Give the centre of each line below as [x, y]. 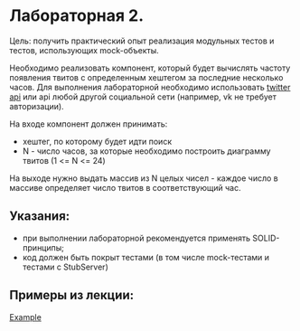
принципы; [43, 247]
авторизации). [37, 106]
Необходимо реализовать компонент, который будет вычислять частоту [150, 68]
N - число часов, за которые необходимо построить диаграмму [146, 151]
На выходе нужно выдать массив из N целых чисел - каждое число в [144, 178]
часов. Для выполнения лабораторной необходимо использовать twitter [150, 87]
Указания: [40, 217]
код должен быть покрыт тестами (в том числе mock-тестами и [145, 257]
